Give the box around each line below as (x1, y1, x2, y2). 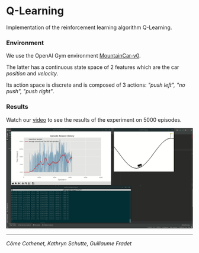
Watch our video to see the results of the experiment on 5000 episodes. (6, 116, 182, 123)
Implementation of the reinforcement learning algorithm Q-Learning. (6, 24, 172, 31)
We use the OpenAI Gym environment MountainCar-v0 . (6, 52, 141, 59)
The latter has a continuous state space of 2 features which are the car (6, 64, 179, 71)
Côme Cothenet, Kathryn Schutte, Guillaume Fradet (6, 239, 132, 247)
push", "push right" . (6, 88, 54, 95)
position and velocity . (6, 70, 59, 77)
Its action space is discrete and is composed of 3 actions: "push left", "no (6, 81, 185, 88)
